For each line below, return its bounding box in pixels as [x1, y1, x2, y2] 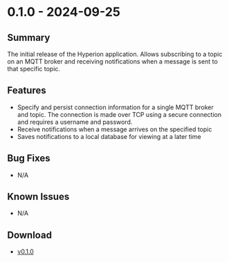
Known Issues [7, 191, 70, 203]
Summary [7, 32, 51, 44]
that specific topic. [7, 65, 61, 73]
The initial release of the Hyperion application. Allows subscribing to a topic [7, 50, 223, 58]
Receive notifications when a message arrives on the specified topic [17, 125, 212, 133]
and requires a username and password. [17, 118, 133, 126]
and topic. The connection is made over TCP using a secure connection [17, 110, 221, 118]
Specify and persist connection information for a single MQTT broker [17, 103, 214, 111]
